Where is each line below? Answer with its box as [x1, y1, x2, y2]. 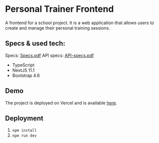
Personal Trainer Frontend [5, 3, 114, 15]
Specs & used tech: [5, 39, 65, 48]
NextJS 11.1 [12, 67, 35, 73]
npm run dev [12, 133, 37, 139]
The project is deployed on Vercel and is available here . [5, 100, 117, 106]
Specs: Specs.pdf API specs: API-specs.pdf [5, 52, 94, 58]
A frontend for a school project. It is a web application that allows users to [5, 20, 155, 26]
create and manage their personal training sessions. [5, 25, 110, 31]
